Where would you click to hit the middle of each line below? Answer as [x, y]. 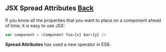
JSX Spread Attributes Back [49, 8]
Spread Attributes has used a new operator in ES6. [58, 44]
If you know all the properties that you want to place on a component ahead [83, 20]
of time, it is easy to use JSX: [35, 25]
